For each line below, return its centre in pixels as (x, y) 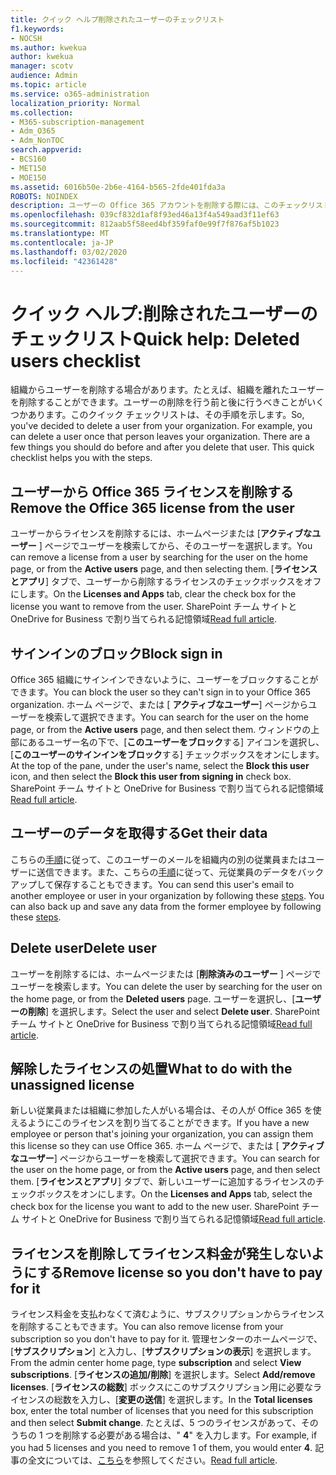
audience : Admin (44, 76)
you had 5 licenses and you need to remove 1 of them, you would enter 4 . (161, 1448)
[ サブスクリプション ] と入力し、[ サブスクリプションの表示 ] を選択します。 (163, 1352)
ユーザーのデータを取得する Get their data (139, 833)
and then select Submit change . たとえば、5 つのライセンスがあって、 (156, 1423)
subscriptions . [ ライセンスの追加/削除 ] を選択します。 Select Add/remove (163, 1375)
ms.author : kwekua (48, 47)
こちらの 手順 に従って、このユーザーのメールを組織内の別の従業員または (159, 859)
